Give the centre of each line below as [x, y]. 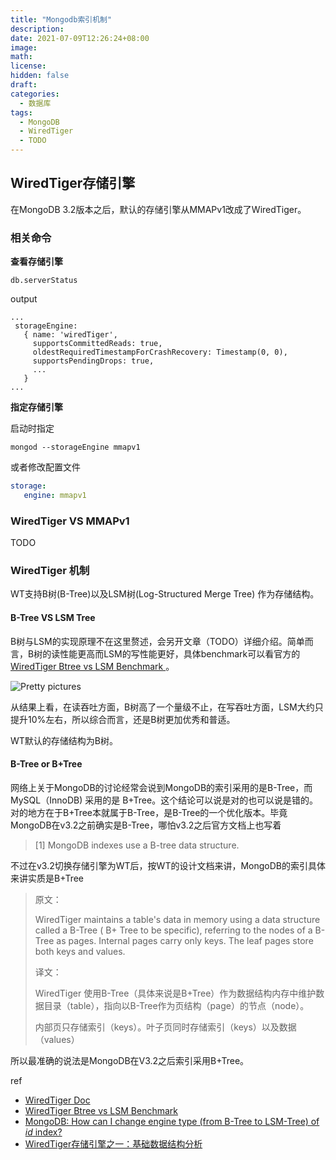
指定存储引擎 [36, 407]
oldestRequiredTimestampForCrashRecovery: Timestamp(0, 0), [160, 352]
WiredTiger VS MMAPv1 [70, 521]
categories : [35, 94]
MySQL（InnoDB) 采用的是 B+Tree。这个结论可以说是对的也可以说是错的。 [164, 800]
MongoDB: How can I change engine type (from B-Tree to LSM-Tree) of [172, 1121]
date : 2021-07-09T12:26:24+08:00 [80, 38]
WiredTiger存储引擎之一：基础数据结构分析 [113, 1143]
